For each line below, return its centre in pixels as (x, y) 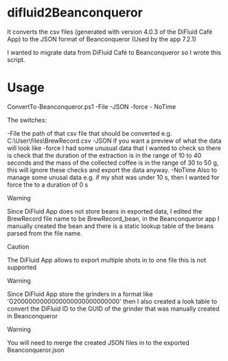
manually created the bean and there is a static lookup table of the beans (111, 226)
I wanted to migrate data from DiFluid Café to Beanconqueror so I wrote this (114, 52)
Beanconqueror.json (36, 350)
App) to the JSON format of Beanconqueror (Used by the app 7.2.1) (102, 39)
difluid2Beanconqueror (75, 13)
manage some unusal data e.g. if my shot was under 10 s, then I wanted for (113, 177)
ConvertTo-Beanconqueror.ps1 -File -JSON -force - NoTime (92, 106)
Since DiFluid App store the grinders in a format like (80, 293)
